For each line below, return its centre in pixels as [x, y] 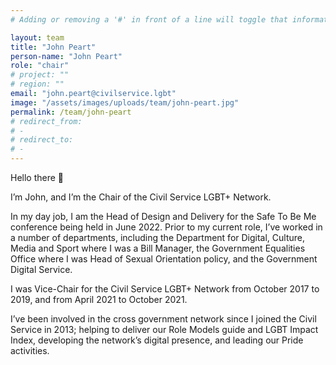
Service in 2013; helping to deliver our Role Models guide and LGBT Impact [164, 329]
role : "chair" [40, 66]
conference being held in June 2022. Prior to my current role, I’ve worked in [166, 227]
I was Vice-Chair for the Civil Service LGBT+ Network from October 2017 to [165, 289]
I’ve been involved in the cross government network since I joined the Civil [163, 319]
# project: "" [40, 75]
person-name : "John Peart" [66, 56]
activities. [30, 350]
